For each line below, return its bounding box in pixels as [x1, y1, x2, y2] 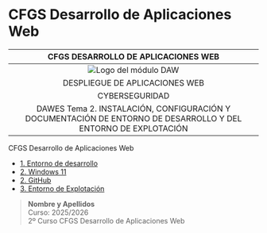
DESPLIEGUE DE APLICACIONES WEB [62, 77, 205, 88]
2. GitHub [19, 175, 52, 185]
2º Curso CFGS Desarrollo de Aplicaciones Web [27, 216, 185, 225]
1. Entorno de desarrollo [19, 159, 98, 168]
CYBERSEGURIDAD [97, 90, 170, 101]
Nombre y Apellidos [27, 199, 95, 208]
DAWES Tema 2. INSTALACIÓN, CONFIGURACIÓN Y [36, 103, 231, 114]
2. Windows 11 [19, 166, 67, 176]
